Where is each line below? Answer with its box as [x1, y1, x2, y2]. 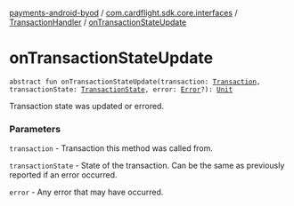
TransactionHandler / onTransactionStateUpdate [9, 17, 187, 28]
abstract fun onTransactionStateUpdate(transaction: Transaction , [9, 77, 261, 86]
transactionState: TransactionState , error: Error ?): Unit [9, 84, 233, 94]
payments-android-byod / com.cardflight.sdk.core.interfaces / [9, 8, 238, 18]
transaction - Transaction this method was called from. [9, 143, 214, 154]
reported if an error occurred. [9, 170, 118, 180]
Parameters [9, 123, 61, 135]
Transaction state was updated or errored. [9, 100, 165, 111]
